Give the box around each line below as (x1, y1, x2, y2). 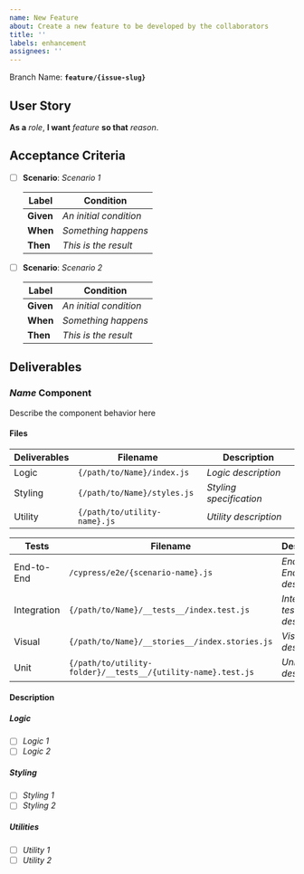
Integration (14, 603, 61, 616)
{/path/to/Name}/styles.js (78, 488, 195, 498)
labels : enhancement (9, 38, 88, 48)
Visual (14, 635, 41, 648)
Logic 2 (22, 746, 52, 756)
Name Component (9, 386, 92, 399)
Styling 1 (22, 790, 54, 801)
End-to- (14, 560, 52, 573)
